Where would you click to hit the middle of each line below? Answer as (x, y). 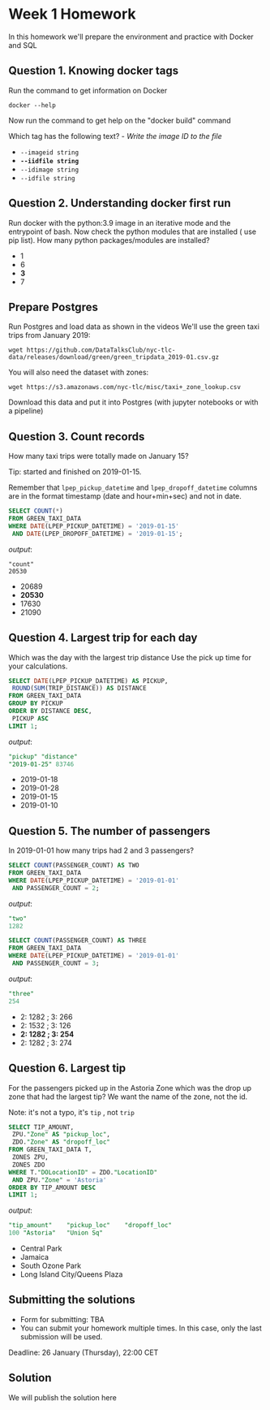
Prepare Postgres (54, 307)
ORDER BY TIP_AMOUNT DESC (52, 1187)
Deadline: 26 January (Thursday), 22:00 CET (84, 1352)
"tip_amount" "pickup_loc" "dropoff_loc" (90, 1226)
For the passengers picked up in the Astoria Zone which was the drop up (130, 1088)
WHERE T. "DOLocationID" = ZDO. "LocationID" (83, 1172)
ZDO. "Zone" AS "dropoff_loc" (61, 1142)
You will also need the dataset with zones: (79, 372)
